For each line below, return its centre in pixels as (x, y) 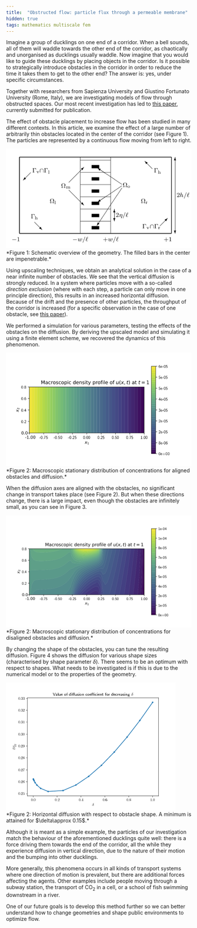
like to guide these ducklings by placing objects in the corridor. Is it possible (98, 61)
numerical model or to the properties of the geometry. (71, 674)
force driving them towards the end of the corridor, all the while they (89, 845)
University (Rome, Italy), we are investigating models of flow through (89, 98)
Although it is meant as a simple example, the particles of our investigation (96, 832)
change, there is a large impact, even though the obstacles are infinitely (93, 501)
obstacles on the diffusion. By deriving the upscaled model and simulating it (98, 332)
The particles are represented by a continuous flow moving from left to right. (99, 140)
